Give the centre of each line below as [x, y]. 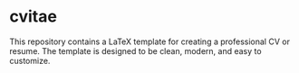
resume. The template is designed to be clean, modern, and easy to [135, 50]
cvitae [33, 17]
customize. [30, 60]
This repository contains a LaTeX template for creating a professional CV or [149, 41]
